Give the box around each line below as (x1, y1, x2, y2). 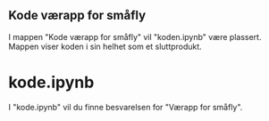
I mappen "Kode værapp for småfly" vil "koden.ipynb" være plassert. (8, 31, 262, 42)
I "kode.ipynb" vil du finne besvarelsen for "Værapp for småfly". (8, 101, 243, 112)
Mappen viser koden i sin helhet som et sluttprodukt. (8, 41, 202, 52)
